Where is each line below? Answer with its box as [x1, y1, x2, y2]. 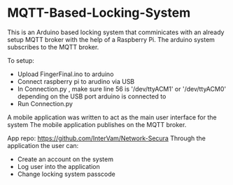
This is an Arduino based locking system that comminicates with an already [7, 28, 225, 36]
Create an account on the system [17, 155, 114, 163]
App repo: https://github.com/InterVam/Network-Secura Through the [7, 134, 206, 142]
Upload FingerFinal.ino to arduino [17, 70, 114, 78]
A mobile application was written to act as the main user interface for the [7, 113, 217, 121]
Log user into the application [17, 162, 100, 170]
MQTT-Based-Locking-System [7, 5, 191, 21]
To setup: [7, 56, 35, 64]
